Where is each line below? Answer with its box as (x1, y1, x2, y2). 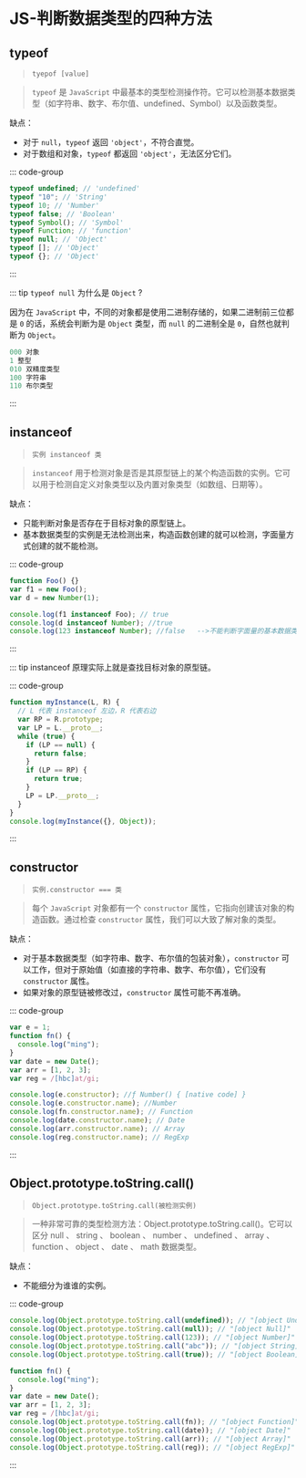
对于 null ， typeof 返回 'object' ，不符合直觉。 (22, 137, 199, 147)
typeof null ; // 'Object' (9, 234, 107, 245)
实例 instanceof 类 (31, 451, 102, 460)
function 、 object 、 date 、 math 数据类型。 (31, 1242, 202, 1253)
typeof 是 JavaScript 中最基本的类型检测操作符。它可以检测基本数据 (31, 87, 289, 97)
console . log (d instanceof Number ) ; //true (9, 618, 173, 628)
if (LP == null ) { (25, 740, 96, 749)
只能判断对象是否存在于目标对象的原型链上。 (22, 517, 191, 529)
